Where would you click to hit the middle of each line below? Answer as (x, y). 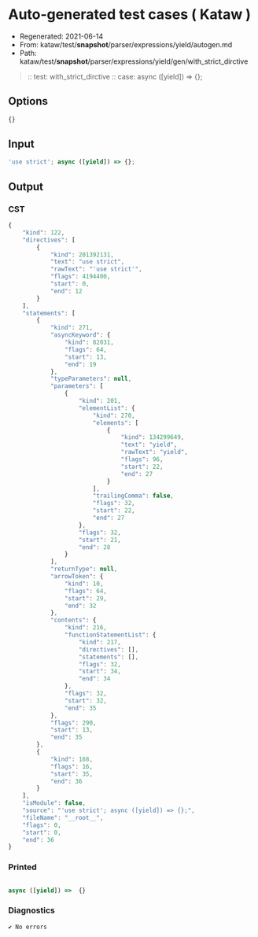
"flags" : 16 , (71, 766)
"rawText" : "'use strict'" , (96, 269)
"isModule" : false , (54, 803)
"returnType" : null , (84, 569)
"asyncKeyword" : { (80, 335)
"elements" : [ (116, 422)
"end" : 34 (94, 679)
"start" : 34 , (100, 671)
